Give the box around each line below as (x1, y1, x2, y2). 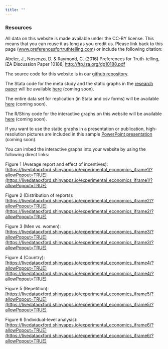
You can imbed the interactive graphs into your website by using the (5, 146, 146, 152)
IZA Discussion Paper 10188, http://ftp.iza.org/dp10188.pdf (5, 61, 125, 67)
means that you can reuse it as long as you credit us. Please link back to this (5, 41, 163, 47)
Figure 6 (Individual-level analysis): (5, 316, 78, 322)
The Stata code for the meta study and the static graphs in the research (5, 80, 153, 86)
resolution (5, 131, 26, 137)
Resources (5, 24, 32, 31)
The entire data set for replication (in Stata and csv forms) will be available (5, 95, 159, 101)
